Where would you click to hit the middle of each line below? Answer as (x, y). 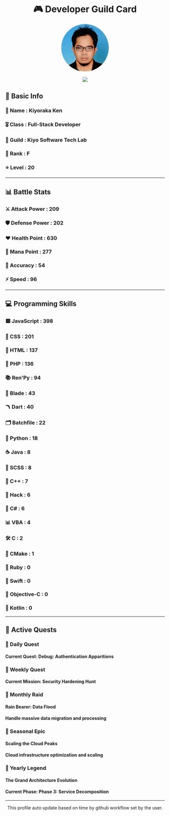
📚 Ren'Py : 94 (23, 377)
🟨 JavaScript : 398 (29, 321)
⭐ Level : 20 (20, 167)
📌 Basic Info (24, 96)
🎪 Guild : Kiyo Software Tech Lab (46, 140)
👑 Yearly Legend (26, 768)
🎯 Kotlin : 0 (19, 608)
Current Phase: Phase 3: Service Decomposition (57, 792)
